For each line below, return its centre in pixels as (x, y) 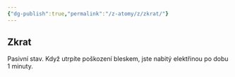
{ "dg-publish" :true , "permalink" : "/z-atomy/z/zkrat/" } (88, 14)
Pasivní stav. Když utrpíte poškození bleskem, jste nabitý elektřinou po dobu (118, 59)
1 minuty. (20, 66)
